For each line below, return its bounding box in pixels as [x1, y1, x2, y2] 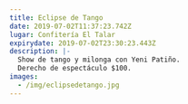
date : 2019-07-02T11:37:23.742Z [9, 22, 132, 31]
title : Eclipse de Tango [9, 13, 104, 23]
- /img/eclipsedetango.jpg [17, 80, 120, 90]
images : [9, 72, 39, 81]
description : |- [9, 47, 71, 56]
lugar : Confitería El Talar [9, 30, 116, 39]
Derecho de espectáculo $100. [17, 64, 132, 73]
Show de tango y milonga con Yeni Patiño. [17, 55, 181, 64]
